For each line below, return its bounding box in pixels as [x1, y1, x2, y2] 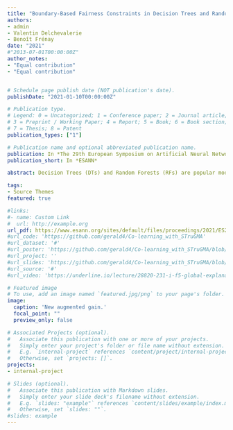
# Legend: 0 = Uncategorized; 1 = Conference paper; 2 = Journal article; [7, 112, 228, 119]
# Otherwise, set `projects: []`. [7, 355, 113, 362]
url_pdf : [7, 227, 33, 234]
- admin [7, 23, 30, 30]
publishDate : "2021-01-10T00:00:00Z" [7, 93, 116, 101]
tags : [7, 182, 23, 189]
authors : [7, 17, 33, 24]
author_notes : [7, 55, 49, 62]
